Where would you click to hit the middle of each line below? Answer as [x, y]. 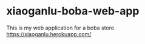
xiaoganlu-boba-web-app [73, 11]
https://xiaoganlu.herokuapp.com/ [49, 34]
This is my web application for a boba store [60, 28]
